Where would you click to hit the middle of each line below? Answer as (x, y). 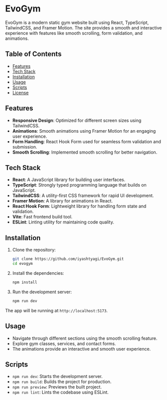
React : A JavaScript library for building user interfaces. (69, 180)
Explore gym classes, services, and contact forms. (64, 343)
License (20, 92)
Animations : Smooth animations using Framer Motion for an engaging (84, 131)
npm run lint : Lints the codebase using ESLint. (60, 393)
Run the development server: (42, 292)
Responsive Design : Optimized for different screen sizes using (77, 120)
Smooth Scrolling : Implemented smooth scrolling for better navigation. (85, 152)
